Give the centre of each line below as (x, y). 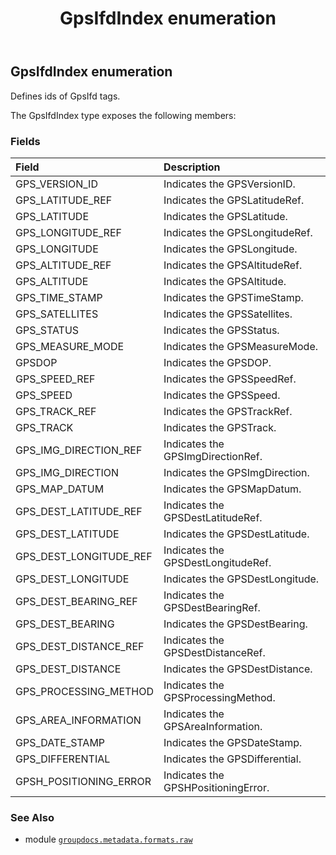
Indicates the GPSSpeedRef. (230, 379)
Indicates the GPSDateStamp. (233, 742)
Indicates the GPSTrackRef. (228, 411)
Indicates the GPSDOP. (217, 362)
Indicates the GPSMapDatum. (232, 489)
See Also (32, 817)
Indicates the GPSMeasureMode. (241, 346)
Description (192, 167)
